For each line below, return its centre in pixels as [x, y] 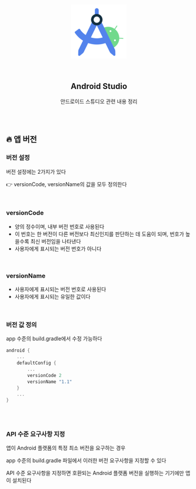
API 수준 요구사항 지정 [36, 434]
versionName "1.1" [50, 382]
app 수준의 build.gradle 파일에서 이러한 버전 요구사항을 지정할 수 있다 [86, 461]
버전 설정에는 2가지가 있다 [36, 171]
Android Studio [99, 86]
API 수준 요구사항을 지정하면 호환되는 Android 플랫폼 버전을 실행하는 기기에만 [95, 473]
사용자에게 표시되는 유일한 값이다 [52, 297]
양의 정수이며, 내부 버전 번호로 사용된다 [59, 226]
